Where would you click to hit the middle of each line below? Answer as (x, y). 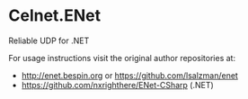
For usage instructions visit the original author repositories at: (122, 58)
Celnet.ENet (54, 16)
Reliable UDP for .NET (49, 40)
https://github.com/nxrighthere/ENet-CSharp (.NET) (118, 85)
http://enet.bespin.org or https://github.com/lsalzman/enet (130, 75)
